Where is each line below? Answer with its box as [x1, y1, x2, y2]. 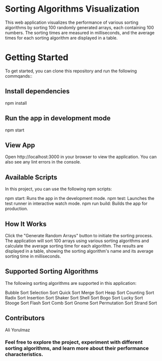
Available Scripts [5, 173, 57, 181]
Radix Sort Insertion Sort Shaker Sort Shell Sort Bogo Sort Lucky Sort [5, 295, 143, 300]
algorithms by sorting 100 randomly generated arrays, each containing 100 [5, 24, 154, 30]
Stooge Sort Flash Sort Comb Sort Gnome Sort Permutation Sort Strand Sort [5, 300, 157, 306]
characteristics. [5, 351, 44, 358]
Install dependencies [5, 87, 70, 96]
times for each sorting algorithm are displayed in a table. [5, 35, 118, 41]
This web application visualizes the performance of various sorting [5, 19, 139, 25]
